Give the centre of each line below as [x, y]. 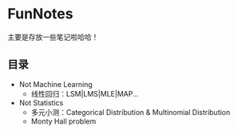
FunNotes [40, 14]
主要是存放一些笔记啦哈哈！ [53, 37]
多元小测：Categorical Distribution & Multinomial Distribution [131, 112]
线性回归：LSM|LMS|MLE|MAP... [85, 93]
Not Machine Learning [56, 84]
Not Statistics [41, 102]
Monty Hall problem [63, 121]
